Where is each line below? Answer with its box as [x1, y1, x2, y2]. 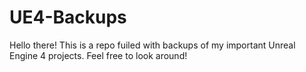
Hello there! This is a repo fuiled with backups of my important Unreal [9, 39, 296, 51]
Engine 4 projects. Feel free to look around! [9, 49, 188, 61]
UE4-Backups [9, 6, 127, 29]
